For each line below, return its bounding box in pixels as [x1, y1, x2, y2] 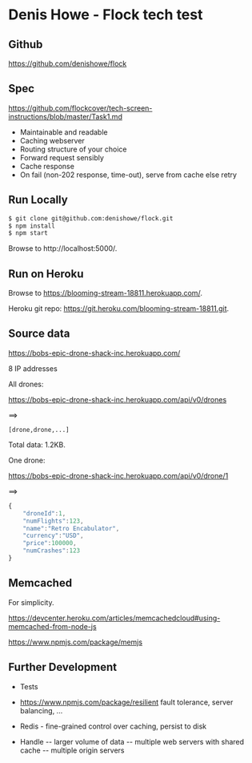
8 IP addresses [8, 363, 58, 373]
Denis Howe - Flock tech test [8, 6, 203, 24]
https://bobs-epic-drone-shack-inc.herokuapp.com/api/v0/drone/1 [8, 470, 229, 480]
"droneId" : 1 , [22, 509, 66, 518]
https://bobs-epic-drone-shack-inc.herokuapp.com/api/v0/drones [8, 394, 227, 404]
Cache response [19, 161, 74, 171]
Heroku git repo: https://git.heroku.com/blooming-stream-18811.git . [8, 304, 230, 313]
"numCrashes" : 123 [22, 547, 81, 555]
